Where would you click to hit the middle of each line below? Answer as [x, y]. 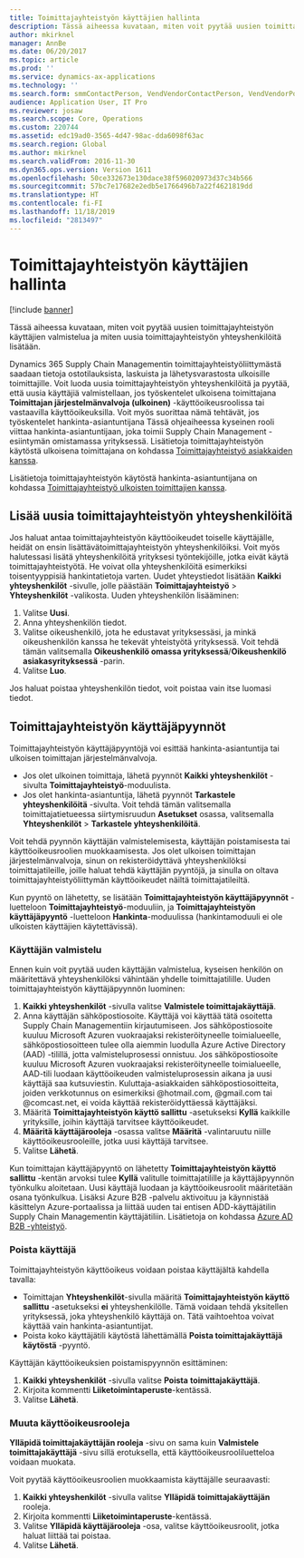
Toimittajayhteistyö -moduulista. [110, 785]
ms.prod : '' [32, 69]
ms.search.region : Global [58, 144]
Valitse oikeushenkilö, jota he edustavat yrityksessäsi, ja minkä [139, 632]
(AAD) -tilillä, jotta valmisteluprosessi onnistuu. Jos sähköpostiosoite [150, 1055]
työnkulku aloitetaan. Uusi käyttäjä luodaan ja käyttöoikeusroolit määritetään [151, 1188]
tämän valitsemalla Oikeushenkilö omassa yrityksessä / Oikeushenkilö [154, 652]
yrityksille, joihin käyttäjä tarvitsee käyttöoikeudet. [116, 1122]
